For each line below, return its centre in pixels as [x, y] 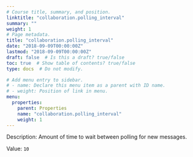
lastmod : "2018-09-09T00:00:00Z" [49, 52]
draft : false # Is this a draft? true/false [65, 57]
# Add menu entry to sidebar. [45, 80]
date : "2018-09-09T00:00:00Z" [45, 46]
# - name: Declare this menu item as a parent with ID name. [86, 86]
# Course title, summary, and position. [59, 12]
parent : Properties [42, 108]
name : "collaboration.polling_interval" [70, 114]
